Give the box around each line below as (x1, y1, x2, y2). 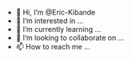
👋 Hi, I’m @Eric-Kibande (15, 8, 96, 17)
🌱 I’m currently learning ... (15, 25, 102, 33)
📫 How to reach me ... (15, 42, 90, 51)
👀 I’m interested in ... (15, 16, 84, 26)
